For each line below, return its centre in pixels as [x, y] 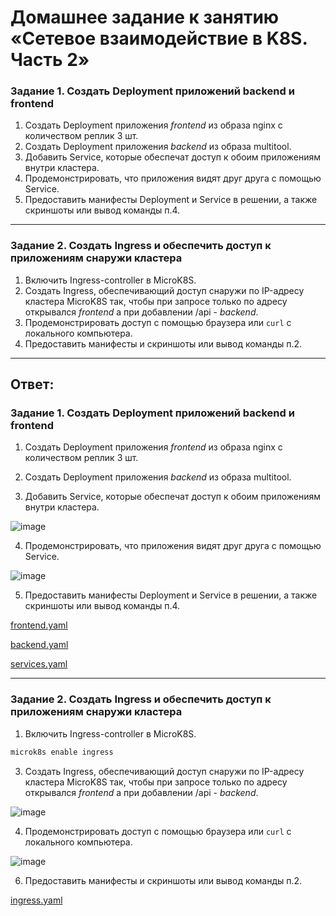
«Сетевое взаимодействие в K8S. [159, 38]
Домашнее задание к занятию [145, 17]
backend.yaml [39, 645]
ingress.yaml [36, 900]
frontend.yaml [39, 625]
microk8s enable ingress [62, 752]
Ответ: [32, 384]
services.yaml [39, 664]
